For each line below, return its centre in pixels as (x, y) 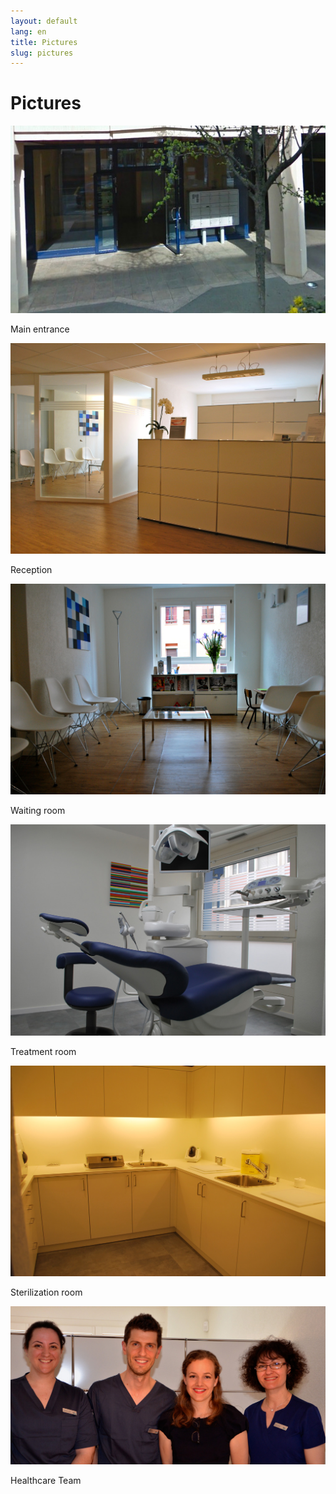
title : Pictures (44, 42)
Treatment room (43, 1051)
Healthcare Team (46, 1481)
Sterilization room (46, 1292)
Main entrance (40, 329)
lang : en (28, 31)
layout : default (44, 21)
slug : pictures (42, 53)
